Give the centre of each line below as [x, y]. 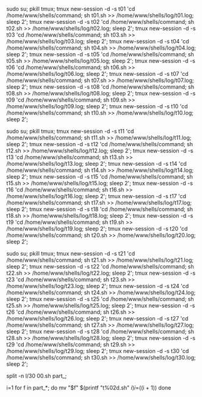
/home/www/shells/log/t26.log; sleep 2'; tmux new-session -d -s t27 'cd [97, 318]
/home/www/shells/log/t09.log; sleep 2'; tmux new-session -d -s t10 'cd [97, 106]
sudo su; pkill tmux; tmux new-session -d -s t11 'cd [70, 131]
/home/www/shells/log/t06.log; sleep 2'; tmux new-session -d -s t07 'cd [98, 74]
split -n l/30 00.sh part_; [37, 376]
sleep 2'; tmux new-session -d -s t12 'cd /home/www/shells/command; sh [100, 144]
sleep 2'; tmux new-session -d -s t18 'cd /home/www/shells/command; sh [100, 209]
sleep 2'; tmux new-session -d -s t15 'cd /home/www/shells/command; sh [100, 176]
